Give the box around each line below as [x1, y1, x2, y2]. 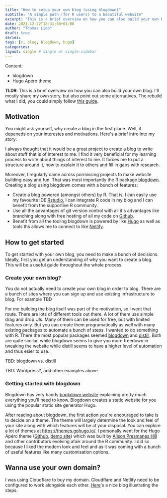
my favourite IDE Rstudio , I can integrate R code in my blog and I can [12, 197, 153, 203]
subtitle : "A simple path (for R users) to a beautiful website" [5, 12, 143, 17]
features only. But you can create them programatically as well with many [5, 322, 156, 328]
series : [5, 35, 21, 40]
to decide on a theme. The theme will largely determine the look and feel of [5, 417, 159, 423]
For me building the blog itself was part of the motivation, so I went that [5, 306, 152, 312]
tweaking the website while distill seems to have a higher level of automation [5, 343, 162, 349]
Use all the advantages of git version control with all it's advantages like [12, 208, 160, 214]
